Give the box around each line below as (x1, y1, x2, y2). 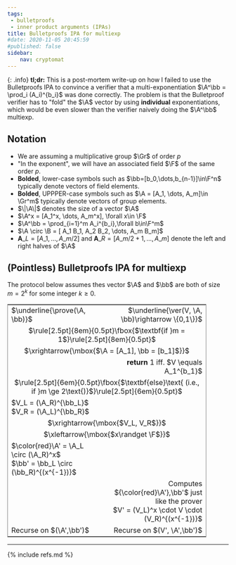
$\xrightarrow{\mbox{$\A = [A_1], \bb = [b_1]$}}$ (24, 346, 190, 356)
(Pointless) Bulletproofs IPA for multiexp (7, 262, 187, 274)
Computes (168, 479, 202, 489)
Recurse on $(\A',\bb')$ (11, 526, 90, 535)
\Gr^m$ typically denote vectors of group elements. (17, 196, 167, 205)
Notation (7, 133, 47, 145)
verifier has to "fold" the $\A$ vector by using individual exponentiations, (7, 98, 221, 106)
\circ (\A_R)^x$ (11, 450, 61, 459)
